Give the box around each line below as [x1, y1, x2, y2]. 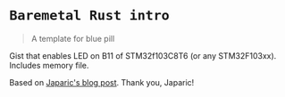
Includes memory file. [9, 60, 89, 70]
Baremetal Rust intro [9, 7, 170, 24]
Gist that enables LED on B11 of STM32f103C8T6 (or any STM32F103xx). [9, 50, 277, 61]
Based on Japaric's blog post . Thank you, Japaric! [9, 77, 195, 87]
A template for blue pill [30, 33, 115, 44]
